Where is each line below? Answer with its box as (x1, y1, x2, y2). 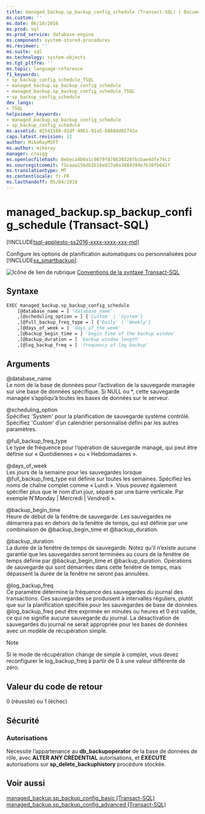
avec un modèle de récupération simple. (6, 627, 108, 635)
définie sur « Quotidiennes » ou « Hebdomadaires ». (6, 451, 138, 458)
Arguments (6, 359, 51, 370)
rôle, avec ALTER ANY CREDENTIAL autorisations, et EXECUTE (6, 754, 167, 761)
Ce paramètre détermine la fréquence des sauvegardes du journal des (6, 588, 183, 596)
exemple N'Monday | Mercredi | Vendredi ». (6, 494, 117, 502)
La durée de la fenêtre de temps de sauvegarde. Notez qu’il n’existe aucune (6, 544, 196, 552)
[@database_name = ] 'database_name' (17, 308, 113, 314)
